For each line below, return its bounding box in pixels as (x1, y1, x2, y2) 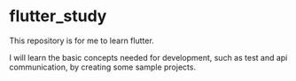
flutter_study (9, 6, 107, 26)
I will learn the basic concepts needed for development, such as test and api (9, 52, 288, 63)
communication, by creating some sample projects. (9, 62, 197, 72)
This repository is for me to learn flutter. (9, 35, 155, 46)
